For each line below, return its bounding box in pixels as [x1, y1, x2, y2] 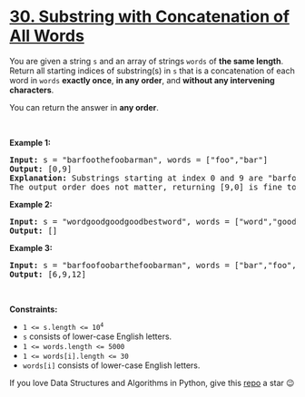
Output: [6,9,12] [9, 269, 86, 279]
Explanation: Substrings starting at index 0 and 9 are [9, 172, 263, 183]
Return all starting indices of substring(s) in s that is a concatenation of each [9, 65, 295, 76]
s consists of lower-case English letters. [22, 331, 172, 342]
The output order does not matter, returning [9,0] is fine [9, 181, 283, 192]
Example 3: [9, 242, 53, 253]
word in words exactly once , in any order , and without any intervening [9, 74, 275, 85]
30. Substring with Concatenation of [9, 6, 290, 27]
